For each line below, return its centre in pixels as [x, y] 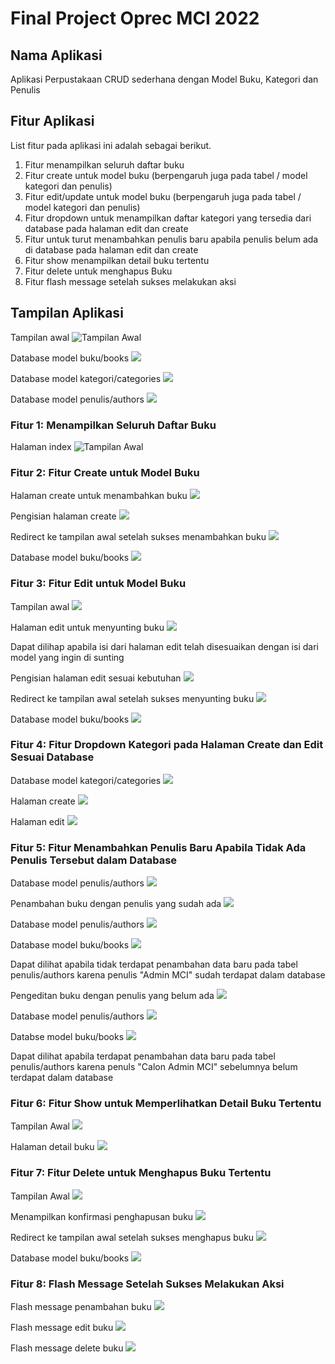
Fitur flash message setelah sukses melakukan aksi [130, 281]
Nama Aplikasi [56, 55]
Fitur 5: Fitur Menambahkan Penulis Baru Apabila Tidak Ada [158, 847]
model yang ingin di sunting [67, 657]
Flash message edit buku [62, 1327]
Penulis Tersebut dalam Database [94, 860]
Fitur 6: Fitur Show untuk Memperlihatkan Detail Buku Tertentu [166, 1104]
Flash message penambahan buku [81, 1306]
